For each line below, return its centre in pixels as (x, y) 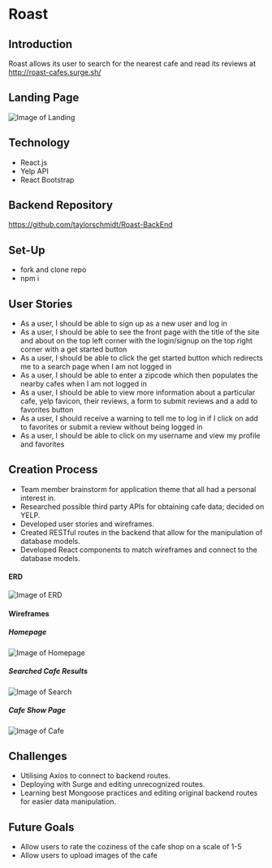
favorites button (47, 410)
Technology (39, 143)
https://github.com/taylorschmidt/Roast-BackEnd (91, 225)
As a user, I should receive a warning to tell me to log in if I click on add (139, 418)
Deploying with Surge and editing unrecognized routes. (112, 784)
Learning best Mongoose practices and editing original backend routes (139, 793)
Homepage (28, 632)
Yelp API (34, 171)
